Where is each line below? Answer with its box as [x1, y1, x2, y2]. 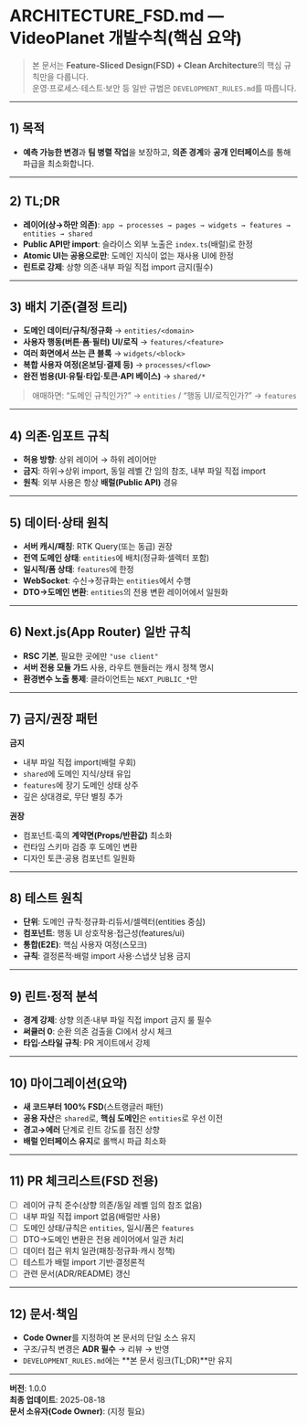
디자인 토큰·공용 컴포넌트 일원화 [22, 852, 135, 864]
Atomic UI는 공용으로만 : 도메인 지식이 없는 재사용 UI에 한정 [22, 250, 235, 261]
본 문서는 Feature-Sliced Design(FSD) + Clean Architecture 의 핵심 [31, 59, 282, 70]
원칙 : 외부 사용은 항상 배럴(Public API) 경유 [22, 477, 178, 488]
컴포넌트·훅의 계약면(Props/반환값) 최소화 [22, 829, 173, 841]
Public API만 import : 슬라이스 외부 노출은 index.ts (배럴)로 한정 [22, 239, 253, 250]
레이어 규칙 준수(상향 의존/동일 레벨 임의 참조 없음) [22, 1199, 203, 1210]
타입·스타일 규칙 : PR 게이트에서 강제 [22, 1037, 151, 1048]
